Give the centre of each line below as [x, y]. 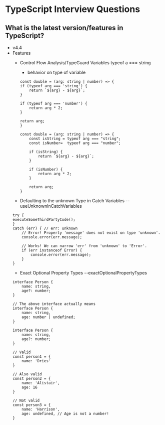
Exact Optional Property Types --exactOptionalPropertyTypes [83, 273]
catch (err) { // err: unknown [45, 228]
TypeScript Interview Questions [73, 9]
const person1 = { [31, 357]
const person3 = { [31, 405]
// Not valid [26, 400]
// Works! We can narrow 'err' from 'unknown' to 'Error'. [84, 246]
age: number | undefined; [49, 317]
